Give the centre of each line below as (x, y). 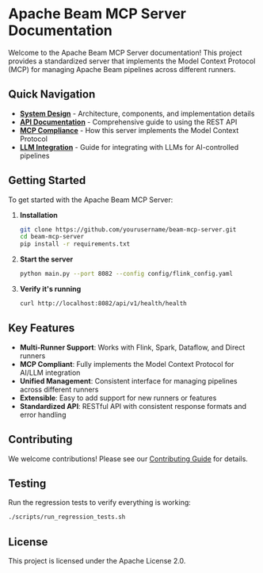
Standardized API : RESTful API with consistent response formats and (133, 406)
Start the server (46, 259)
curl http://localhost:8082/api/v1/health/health (103, 304)
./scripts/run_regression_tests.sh (67, 517)
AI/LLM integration (50, 372)
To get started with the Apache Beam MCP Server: (91, 200)
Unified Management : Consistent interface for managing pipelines (128, 380)
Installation (38, 215)
